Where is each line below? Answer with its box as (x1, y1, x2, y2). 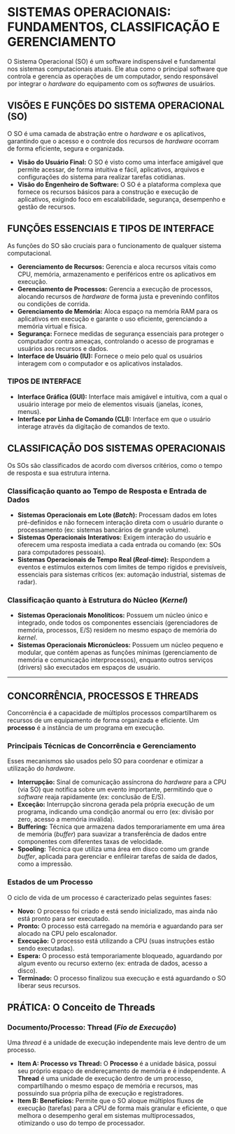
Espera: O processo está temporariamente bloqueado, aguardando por (17, 951, 223, 960)
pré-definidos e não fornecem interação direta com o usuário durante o (17, 518, 224, 526)
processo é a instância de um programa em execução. (7, 724, 165, 732)
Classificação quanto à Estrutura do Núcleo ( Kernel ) (7, 595, 188, 604)
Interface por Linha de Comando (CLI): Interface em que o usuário (17, 415, 211, 423)
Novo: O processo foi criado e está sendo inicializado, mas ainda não (17, 906, 218, 915)
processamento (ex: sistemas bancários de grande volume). (17, 525, 191, 534)
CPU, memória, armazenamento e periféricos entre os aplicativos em (17, 270, 217, 278)
